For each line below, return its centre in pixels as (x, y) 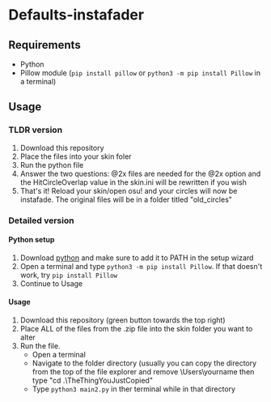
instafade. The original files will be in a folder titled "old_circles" (126, 199)
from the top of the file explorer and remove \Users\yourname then (143, 372)
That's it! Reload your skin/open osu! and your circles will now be (129, 190)
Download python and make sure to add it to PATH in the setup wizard (137, 258)
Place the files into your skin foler (76, 156)
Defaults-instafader (76, 15)
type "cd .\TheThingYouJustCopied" (93, 381)
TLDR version (36, 130)
